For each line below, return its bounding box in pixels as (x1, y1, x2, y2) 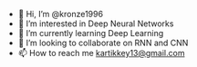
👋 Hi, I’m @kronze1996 (17, 9, 103, 19)
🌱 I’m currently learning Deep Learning (17, 28, 164, 38)
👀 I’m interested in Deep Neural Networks (17, 18, 174, 29)
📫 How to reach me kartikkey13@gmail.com (17, 48, 185, 58)
